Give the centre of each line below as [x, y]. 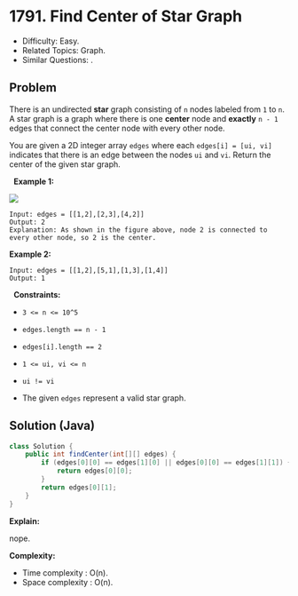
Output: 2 [27, 222]
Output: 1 [27, 278]
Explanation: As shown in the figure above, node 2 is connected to [138, 230]
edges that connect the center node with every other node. [117, 128]
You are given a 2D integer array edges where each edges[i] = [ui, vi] [141, 145]
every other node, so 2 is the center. [83, 237]
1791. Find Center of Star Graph [126, 16]
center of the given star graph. [65, 164]
